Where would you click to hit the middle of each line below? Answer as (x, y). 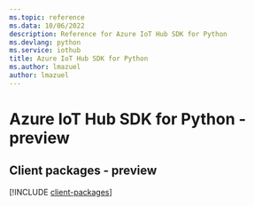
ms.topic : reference (47, 17)
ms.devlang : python (45, 42)
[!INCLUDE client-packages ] (61, 192)
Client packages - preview (83, 171)
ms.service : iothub (45, 51)
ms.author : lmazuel (45, 67)
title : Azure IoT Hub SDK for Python (79, 59)
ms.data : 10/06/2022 (47, 26)
